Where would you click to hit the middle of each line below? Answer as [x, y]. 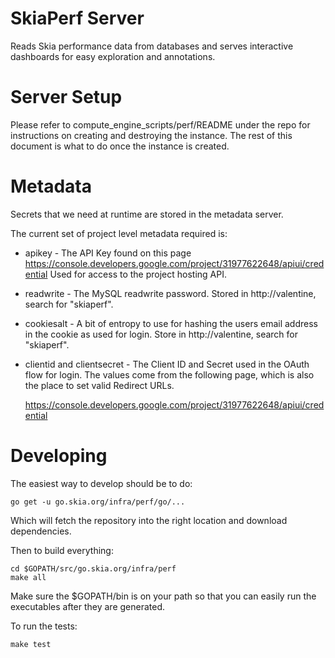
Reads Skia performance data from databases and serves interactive [152, 46]
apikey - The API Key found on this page [108, 253]
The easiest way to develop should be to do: [101, 483]
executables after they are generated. [88, 606]
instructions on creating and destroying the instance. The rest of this [151, 135]
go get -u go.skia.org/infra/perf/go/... [98, 502]
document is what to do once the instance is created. [120, 146]
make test [31, 644]
